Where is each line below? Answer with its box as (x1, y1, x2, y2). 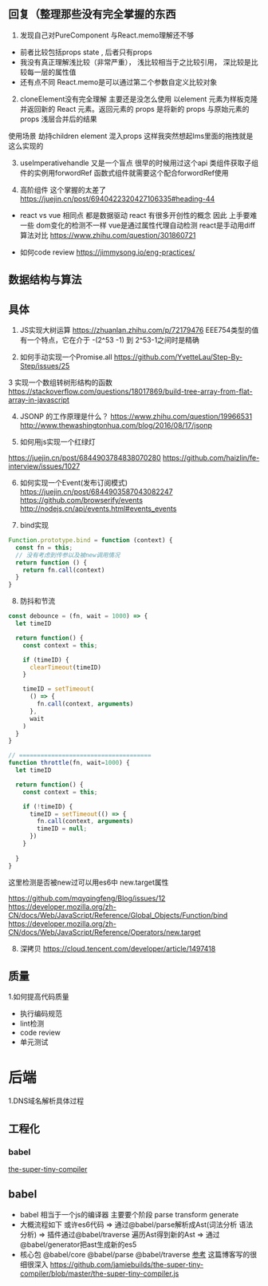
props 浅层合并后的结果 (19, 114, 97, 124)
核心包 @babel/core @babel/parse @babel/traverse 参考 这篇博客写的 (19, 1249, 250, 1259)
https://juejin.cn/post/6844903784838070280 (8, 453, 161, 463)
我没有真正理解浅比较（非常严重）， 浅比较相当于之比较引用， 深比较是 (19, 57, 251, 66)
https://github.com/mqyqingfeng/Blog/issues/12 (8, 893, 166, 903)
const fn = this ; (15, 544, 73, 552)
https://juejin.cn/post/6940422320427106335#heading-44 (19, 194, 215, 204)
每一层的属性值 (26, 67, 77, 77)
